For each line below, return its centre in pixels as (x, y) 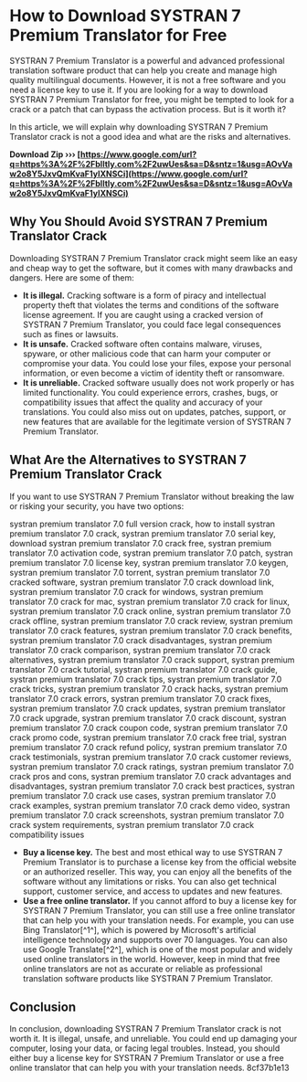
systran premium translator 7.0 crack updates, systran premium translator (148, 708)
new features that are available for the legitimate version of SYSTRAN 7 (157, 421)
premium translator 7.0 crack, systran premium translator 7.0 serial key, (143, 533)
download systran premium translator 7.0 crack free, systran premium (141, 543)
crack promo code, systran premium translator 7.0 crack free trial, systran (148, 737)
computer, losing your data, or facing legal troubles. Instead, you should (145, 1048)
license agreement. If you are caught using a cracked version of (143, 314)
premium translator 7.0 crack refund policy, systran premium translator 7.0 (148, 747)
